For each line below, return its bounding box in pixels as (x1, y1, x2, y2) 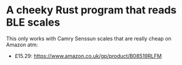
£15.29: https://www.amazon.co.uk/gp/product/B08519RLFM (14, 52, 162, 59)
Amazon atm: (6, 41, 38, 48)
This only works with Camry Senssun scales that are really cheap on (6, 35, 172, 42)
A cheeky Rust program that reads (6, 3, 177, 17)
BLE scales (6, 16, 60, 29)
